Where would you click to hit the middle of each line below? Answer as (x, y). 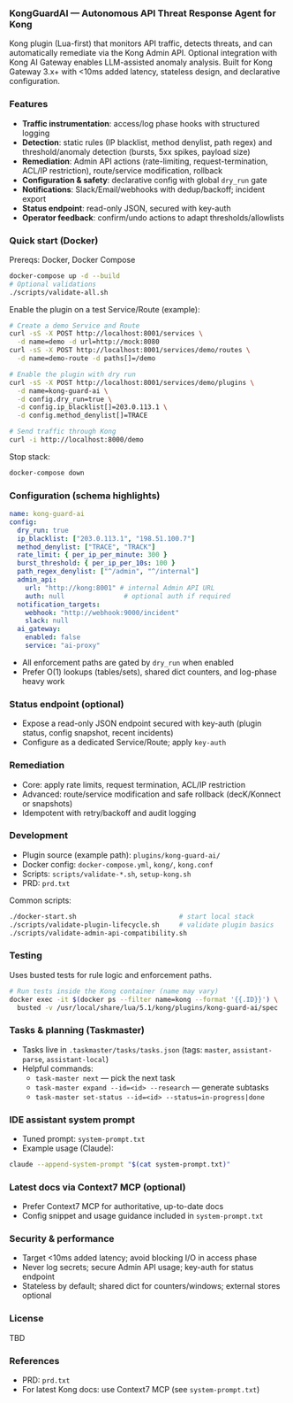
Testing (26, 956)
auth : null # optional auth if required (128, 596)
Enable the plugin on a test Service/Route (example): (105, 309)
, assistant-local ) (75, 1059)
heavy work (43, 681)
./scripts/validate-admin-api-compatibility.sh (98, 933)
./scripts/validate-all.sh (59, 292)
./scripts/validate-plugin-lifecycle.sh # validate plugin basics (142, 925)
